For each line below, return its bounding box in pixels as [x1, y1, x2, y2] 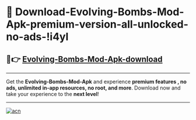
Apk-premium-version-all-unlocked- [6, 18, 188, 31]
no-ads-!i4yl [6, 30, 69, 43]
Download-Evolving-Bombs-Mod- [15, 5, 184, 19]
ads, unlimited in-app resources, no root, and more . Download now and [6, 84, 181, 91]
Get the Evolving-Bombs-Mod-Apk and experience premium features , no [6, 78, 187, 85]
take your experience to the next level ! [6, 91, 99, 97]
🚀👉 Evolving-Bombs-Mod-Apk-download [6, 54, 163, 64]
